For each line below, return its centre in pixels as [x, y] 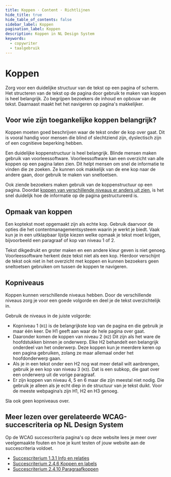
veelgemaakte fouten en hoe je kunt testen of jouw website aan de [75, 443]
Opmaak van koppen [39, 212]
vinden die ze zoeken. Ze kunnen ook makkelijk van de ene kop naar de [80, 169]
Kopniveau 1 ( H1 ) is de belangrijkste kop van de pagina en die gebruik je [88, 326]
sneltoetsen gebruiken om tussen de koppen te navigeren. [67, 267]
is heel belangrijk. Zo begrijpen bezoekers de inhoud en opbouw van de [81, 98]
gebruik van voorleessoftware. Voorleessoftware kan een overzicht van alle [85, 159]
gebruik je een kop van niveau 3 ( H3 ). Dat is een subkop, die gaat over [86, 369]
